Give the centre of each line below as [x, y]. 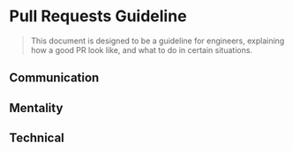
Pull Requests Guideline [98, 16]
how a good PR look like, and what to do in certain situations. [142, 49]
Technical [37, 138]
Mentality [36, 108]
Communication [54, 78]
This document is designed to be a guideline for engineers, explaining [158, 41]
